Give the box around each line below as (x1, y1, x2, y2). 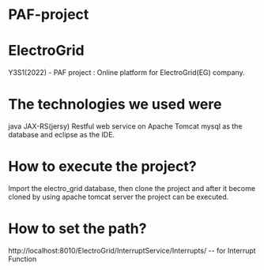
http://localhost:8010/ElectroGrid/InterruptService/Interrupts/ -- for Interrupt (8, 246, 256, 255)
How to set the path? (8, 219, 147, 238)
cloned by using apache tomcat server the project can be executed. (8, 192, 229, 201)
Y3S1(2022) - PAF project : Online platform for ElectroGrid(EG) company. (8, 68, 245, 77)
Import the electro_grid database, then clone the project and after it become (8, 184, 255, 193)
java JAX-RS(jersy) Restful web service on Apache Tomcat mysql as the (8, 122, 243, 131)
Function (8, 254, 37, 264)
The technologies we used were (8, 96, 222, 114)
